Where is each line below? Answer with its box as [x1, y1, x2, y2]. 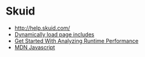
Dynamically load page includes [14, 30, 95, 38]
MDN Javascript [14, 44, 55, 51]
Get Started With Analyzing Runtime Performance [14, 37, 139, 44]
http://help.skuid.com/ [14, 24, 70, 32]
